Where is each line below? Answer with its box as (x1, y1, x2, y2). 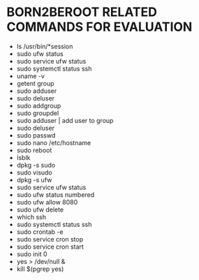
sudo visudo (16, 168, 53, 177)
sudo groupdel (16, 109, 59, 117)
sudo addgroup (16, 101, 61, 110)
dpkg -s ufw (16, 175, 52, 184)
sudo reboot (16, 146, 52, 154)
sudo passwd (16, 131, 56, 140)
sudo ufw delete (16, 205, 64, 214)
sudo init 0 (16, 249, 47, 258)
